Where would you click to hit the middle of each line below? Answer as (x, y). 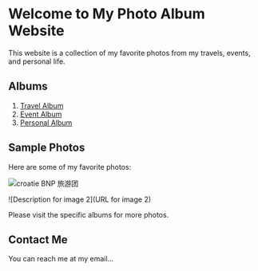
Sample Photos (47, 148)
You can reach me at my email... (61, 259)
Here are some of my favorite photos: (70, 167)
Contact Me (38, 240)
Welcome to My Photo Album (107, 14)
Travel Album (42, 105)
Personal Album (46, 122)
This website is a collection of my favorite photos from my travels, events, (129, 53)
